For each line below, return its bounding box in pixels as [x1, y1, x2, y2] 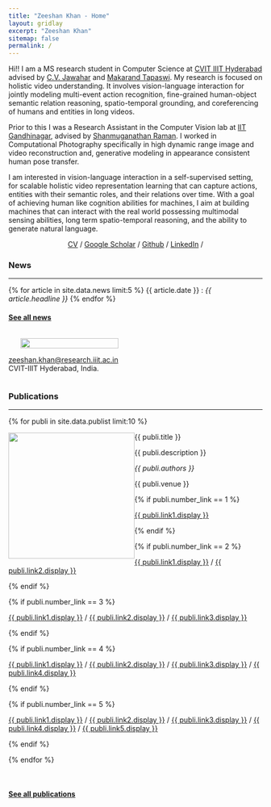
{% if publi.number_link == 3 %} [8, 596, 115, 606]
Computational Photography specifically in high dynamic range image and [8, 140, 254, 149]
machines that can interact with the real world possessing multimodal [8, 207, 240, 216]
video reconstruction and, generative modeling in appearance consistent [8, 148, 250, 158]
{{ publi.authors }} [134, 463, 195, 473]
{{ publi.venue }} [134, 479, 190, 488]
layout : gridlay [8, 19, 63, 27]
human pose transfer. [8, 157, 80, 166]
